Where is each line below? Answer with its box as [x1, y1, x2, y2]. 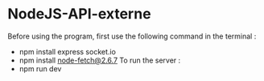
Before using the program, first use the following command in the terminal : [7, 31, 257, 41]
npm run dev [19, 63, 62, 73]
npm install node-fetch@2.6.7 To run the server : [19, 55, 181, 65]
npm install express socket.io [19, 47, 116, 56]
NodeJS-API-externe [7, 5, 151, 23]
